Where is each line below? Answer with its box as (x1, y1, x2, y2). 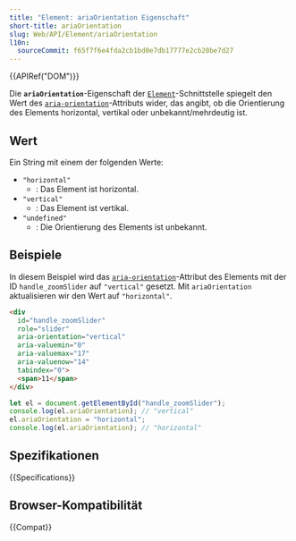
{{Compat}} (9, 521, 52, 532)
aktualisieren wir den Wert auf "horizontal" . (9, 290, 173, 300)
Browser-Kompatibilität (9, 498, 143, 513)
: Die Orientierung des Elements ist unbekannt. (35, 221, 207, 232)
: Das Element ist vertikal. (35, 202, 130, 213)
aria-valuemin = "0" (17, 341, 87, 350)
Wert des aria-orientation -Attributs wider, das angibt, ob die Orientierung (9, 97, 285, 108)
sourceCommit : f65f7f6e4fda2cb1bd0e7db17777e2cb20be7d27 (17, 46, 234, 55)
